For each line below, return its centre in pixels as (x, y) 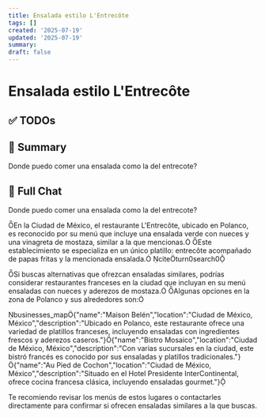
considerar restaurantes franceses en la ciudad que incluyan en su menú (127, 283)
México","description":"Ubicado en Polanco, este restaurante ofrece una (126, 323)
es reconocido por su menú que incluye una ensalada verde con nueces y (129, 234)
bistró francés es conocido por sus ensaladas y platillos (99, 357)
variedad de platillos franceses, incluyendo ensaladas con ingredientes (124, 332)
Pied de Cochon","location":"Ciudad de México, (134, 365)
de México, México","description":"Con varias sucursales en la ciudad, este (131, 348)
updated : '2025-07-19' (45, 38)
